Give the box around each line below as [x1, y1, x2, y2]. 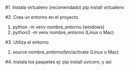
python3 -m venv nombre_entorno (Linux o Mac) [12, 29, 114, 35]
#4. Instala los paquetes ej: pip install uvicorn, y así [5, 59, 112, 65]
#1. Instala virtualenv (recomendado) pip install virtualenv [5, 5, 124, 10]
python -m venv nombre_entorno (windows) [12, 24, 105, 30]
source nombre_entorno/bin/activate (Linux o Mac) [12, 49, 119, 55]
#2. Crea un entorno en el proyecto [5, 14, 78, 20]
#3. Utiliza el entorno [5, 39, 49, 45]
